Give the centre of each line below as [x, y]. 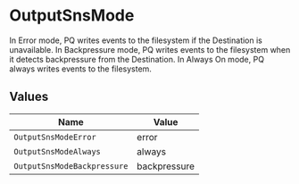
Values [29, 97]
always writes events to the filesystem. [80, 69]
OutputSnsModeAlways [57, 151]
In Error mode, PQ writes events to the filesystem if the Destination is [136, 40]
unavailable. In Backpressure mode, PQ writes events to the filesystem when [150, 49]
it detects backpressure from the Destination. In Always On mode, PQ [137, 59]
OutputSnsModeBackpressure [71, 166]
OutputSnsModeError [55, 137]
